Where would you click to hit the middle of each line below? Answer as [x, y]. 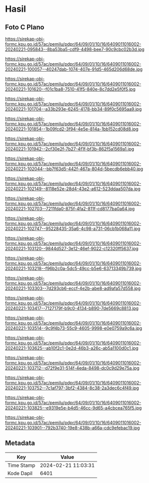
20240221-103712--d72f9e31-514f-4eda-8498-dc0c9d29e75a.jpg [72, 368]
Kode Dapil [20, 473]
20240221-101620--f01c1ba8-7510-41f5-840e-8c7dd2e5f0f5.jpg [70, 89]
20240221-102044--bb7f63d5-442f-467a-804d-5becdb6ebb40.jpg [74, 169]
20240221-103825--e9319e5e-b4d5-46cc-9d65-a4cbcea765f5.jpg [74, 408]
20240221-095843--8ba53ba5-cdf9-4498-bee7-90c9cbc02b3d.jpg [75, 49]
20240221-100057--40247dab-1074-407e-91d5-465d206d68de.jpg [74, 69]
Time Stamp [21, 465]
